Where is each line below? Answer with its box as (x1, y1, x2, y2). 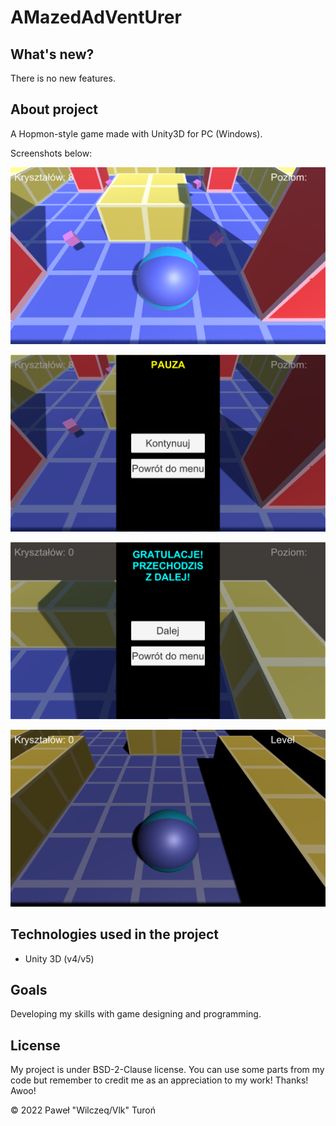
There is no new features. (10, 72, 116, 84)
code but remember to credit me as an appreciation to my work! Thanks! (10, 1074, 309, 1086)
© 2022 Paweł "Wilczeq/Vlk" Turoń (10, 1104, 156, 1116)
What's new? (10, 46, 95, 63)
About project (10, 101, 98, 118)
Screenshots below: (10, 147, 93, 159)
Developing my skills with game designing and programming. (10, 1008, 262, 1020)
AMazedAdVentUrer (10, 6, 182, 29)
